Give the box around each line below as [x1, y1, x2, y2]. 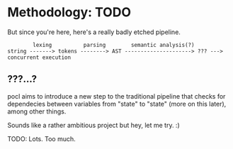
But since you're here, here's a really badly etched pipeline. [7, 28, 181, 36]
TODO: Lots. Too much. [7, 134, 76, 143]
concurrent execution [7, 54, 72, 61]
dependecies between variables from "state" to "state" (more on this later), [7, 99, 227, 108]
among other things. [7, 107, 67, 116]
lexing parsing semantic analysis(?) [33, 41, 195, 48]
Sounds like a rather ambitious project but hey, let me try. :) [7, 121, 180, 129]
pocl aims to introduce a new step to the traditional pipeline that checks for [7, 92, 226, 100]
